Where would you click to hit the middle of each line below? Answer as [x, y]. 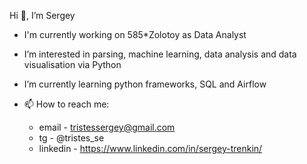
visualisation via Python [72, 64]
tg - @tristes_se [71, 138]
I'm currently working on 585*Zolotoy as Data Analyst [135, 34]
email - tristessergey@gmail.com [107, 127]
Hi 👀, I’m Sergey [42, 15]
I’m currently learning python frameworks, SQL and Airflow [145, 84]
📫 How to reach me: [66, 104]
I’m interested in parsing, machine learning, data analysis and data [160, 54]
